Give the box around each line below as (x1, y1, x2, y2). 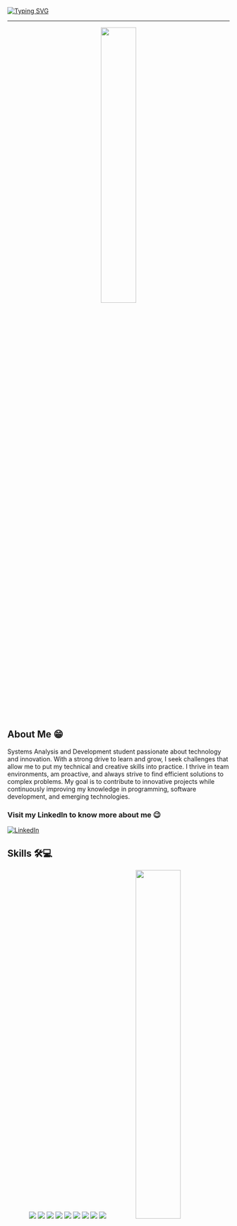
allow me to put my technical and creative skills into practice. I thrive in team (7, 762, 229, 770)
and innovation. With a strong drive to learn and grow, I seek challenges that (7, 754, 229, 763)
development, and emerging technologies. (7, 792, 130, 801)
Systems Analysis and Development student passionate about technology (7, 747, 221, 756)
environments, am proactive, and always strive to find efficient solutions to (7, 770, 224, 778)
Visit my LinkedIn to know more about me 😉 (7, 809, 161, 819)
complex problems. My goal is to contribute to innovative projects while (7, 777, 215, 785)
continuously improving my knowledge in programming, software (7, 785, 197, 793)
